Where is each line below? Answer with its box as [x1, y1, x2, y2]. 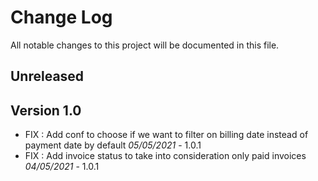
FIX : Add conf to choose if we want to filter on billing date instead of [24, 129, 309, 141]
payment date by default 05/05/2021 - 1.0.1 [24, 139, 202, 151]
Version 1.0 [10, 102, 82, 119]
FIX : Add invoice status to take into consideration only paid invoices [24, 150, 307, 162]
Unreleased [10, 68, 85, 85]
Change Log [10, 6, 113, 29]
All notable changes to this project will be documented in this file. [10, 39, 280, 51]
